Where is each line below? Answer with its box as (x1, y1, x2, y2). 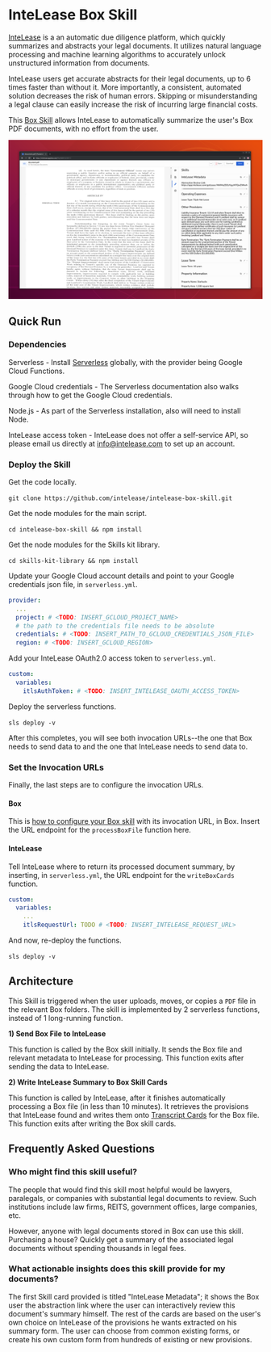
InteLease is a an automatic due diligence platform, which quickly (8, 32, 226, 42)
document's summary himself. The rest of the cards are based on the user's (8, 1308, 261, 1318)
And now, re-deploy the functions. (8, 935, 123, 945)
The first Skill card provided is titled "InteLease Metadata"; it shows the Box (8, 1291, 260, 1301)
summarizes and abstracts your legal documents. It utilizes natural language (8, 40, 262, 50)
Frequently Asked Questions (8, 1142, 156, 1156)
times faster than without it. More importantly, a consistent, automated (8, 82, 242, 92)
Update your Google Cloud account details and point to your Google (8, 571, 235, 581)
